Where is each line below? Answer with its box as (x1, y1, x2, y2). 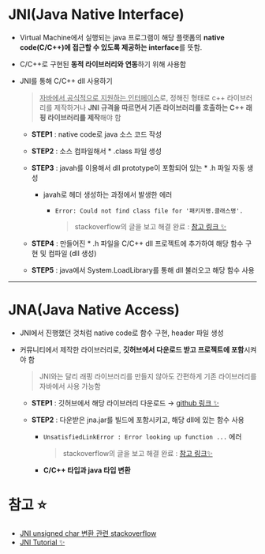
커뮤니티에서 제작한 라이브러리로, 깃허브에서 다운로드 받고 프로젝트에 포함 (19, 345, 244, 354)
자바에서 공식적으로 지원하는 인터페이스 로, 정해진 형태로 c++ (39, 92, 226, 102)
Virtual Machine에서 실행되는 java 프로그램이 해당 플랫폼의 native (19, 32, 225, 42)
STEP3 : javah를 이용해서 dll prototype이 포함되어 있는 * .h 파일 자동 (31, 163, 246, 172)
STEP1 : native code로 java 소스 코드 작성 (31, 129, 162, 139)
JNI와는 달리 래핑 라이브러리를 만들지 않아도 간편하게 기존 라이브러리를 (39, 371, 257, 381)
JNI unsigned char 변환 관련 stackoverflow (19, 528, 157, 538)
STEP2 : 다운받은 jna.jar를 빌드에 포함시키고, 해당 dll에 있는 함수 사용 (31, 415, 244, 424)
